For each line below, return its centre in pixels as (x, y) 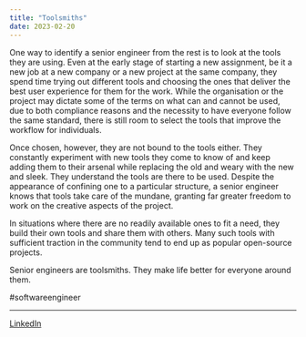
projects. (26, 252)
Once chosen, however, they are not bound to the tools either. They (136, 148)
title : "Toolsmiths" (49, 18)
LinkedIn (25, 323)
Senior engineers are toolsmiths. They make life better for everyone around (150, 270)
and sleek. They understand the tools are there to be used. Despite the (142, 176)
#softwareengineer (45, 297)
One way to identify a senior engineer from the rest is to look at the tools (145, 52)
